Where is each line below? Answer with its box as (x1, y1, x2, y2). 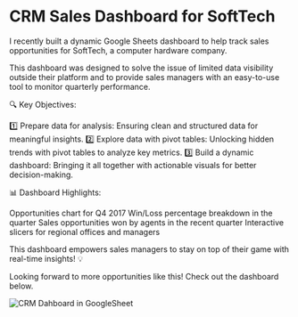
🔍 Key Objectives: (9, 99, 77, 110)
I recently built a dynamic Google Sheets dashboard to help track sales (9, 36, 269, 46)
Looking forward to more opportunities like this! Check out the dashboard (9, 271, 279, 281)
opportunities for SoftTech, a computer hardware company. (9, 45, 228, 55)
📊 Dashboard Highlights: (9, 187, 102, 198)
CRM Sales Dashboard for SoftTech (9, 6, 276, 27)
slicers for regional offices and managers (9, 226, 161, 237)
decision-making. (9, 169, 74, 180)
